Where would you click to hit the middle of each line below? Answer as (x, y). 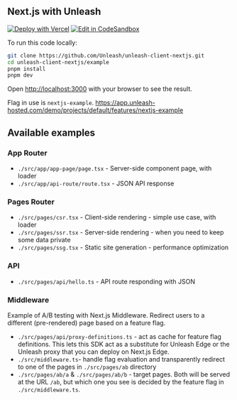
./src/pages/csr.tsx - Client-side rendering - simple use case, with (117, 217)
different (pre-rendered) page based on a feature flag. (87, 323)
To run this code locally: (43, 43)
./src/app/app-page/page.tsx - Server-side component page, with (115, 168)
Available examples (51, 133)
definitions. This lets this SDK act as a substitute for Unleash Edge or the (124, 344)
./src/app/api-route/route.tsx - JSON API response (96, 183)
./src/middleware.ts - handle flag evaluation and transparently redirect (121, 359)
